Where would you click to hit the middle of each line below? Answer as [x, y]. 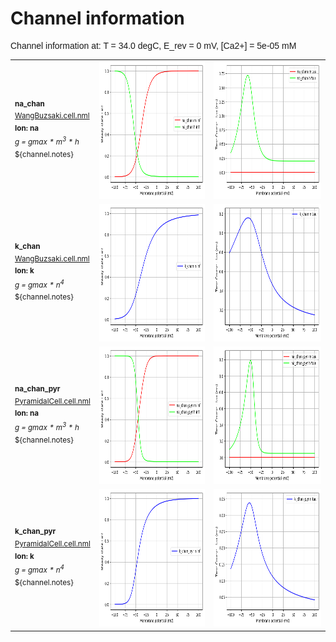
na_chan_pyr [37, 389]
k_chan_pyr [35, 532]
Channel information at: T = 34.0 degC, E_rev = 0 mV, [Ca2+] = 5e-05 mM [153, 45]
